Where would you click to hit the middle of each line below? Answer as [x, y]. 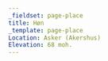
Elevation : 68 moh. [40, 45]
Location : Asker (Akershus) [55, 38]
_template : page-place [46, 30]
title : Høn [26, 23]
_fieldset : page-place [46, 15]
